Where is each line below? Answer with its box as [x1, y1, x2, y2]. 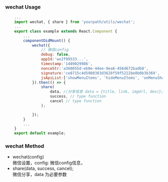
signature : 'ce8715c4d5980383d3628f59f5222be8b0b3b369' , [40, 70, 160, 75]
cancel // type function [49, 98, 101, 103]
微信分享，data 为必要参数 [12, 171, 67, 177]
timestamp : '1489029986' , [40, 61, 93, 66]
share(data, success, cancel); [12, 165, 74, 171]
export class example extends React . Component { [14, 28, 117, 33]
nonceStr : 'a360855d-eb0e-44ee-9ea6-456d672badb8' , [40, 66, 149, 71]
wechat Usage [5, 3, 41, 10]
